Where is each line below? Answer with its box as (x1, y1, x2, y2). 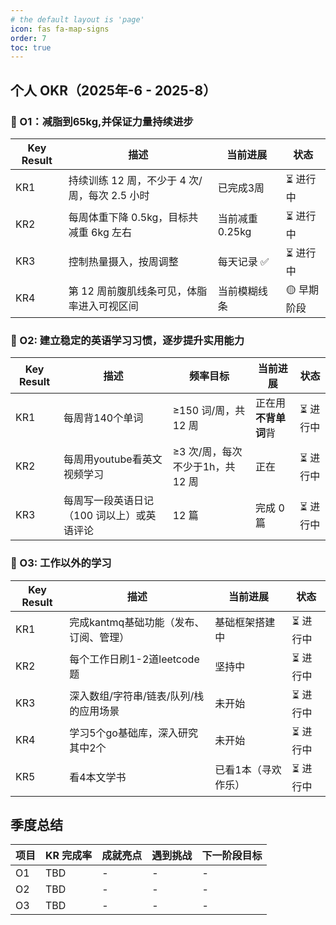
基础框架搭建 (214, 616, 276, 630)
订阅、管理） (69, 631, 130, 645)
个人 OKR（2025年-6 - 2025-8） (10, 82, 217, 99)
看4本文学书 (69, 771, 127, 785)
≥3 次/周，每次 (172, 445, 243, 459)
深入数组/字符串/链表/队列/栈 (69, 689, 205, 703)
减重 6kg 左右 (68, 226, 132, 240)
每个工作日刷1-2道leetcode (69, 652, 200, 666)
